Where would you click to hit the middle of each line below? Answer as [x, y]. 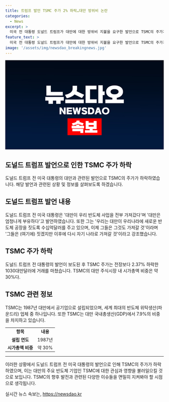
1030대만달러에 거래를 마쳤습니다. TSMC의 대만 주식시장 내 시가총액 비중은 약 [82, 270]
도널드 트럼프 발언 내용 [38, 202]
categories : [18, 16]
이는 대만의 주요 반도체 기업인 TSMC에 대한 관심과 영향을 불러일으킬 [91, 371]
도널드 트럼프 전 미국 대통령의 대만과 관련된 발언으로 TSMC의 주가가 [72, 178]
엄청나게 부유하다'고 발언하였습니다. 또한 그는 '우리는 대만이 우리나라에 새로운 [81, 221]
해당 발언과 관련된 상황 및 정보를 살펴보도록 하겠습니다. [69, 185]
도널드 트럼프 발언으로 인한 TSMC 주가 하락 [68, 165]
